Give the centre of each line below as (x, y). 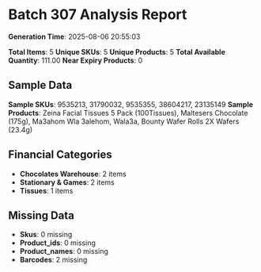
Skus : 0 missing (46, 235)
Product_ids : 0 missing (58, 243)
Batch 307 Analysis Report (98, 15)
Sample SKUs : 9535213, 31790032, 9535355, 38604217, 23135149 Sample (131, 104)
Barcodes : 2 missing (53, 260)
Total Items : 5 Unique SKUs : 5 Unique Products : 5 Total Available (117, 52)
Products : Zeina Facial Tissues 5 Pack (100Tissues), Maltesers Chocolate (128, 113)
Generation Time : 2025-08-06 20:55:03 (74, 36)
